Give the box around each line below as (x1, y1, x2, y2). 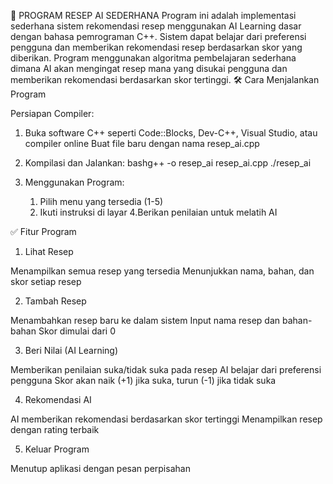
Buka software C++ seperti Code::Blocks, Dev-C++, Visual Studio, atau (24, 127, 318, 139)
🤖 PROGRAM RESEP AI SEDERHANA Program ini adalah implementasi (10, 10, 297, 21)
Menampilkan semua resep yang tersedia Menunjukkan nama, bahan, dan (10, 265, 315, 277)
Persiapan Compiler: (10, 108, 95, 119)
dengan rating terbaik (10, 424, 100, 435)
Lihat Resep (24, 246, 74, 257)
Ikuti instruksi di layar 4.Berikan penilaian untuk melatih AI (39, 206, 278, 218)
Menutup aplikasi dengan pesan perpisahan (10, 463, 191, 474)
